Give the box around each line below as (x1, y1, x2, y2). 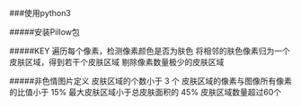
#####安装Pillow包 (9, 27, 81, 37)
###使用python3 (9, 8, 72, 18)
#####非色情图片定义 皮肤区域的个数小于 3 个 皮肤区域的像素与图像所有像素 (9, 76, 292, 86)
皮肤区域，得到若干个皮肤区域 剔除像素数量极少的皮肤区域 (9, 57, 225, 67)
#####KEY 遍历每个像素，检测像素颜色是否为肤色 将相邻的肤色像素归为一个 (9, 45, 290, 56)
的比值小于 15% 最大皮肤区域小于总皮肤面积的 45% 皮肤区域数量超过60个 (9, 87, 282, 97)
